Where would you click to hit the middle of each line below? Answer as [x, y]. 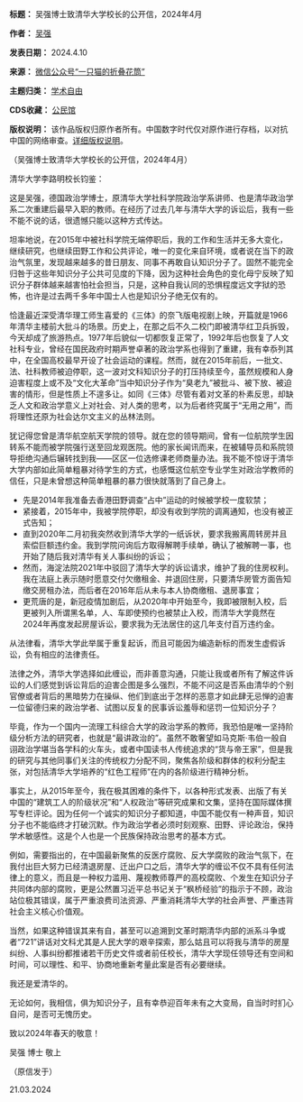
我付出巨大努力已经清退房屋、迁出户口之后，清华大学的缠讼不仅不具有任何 [147, 866]
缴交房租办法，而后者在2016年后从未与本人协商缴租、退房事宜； [142, 590]
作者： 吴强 [30, 33]
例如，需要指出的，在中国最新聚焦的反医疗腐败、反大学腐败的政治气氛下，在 [151, 855]
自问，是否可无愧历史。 [53, 1014]
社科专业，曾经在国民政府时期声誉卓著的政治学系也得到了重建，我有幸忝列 [147, 349]
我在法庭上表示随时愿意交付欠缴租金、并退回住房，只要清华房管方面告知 [156, 579]
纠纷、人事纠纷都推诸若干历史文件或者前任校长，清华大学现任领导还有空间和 [151, 953]
